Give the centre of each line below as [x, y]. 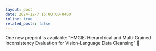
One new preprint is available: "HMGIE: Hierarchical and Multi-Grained [78, 38]
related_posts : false [28, 24]
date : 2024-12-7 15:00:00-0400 [38, 14]
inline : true [19, 19]
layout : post [19, 10]
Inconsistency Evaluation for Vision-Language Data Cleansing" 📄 [72, 43]
